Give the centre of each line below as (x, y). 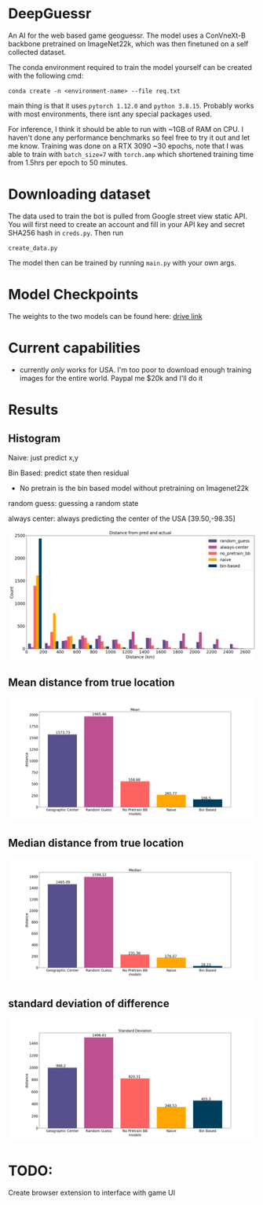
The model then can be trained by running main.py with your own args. (122, 262)
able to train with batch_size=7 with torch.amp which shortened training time (131, 154)
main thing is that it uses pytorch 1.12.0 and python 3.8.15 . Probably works (131, 105)
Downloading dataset (79, 194)
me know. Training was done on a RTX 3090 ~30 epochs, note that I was (126, 145)
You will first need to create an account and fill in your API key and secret (126, 224)
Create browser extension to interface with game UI (92, 1192)
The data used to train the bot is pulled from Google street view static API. (128, 216)
